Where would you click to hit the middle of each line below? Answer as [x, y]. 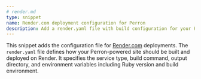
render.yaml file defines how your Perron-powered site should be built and [98, 52]
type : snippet [24, 17]
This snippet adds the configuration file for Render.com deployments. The [97, 45]
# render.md [21, 12]
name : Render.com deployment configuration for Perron [76, 23]
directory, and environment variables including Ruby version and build [92, 65]
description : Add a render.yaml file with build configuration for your [99, 28]
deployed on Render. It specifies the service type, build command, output [97, 58]
